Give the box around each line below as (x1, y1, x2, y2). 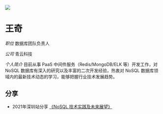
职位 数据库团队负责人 (5, 40, 50, 46)
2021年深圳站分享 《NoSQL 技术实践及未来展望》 (12, 104, 112, 110)
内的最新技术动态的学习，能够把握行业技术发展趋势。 (9, 74, 117, 79)
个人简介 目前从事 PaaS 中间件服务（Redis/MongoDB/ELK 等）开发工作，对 (5, 61, 158, 67)
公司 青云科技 (5, 51, 33, 57)
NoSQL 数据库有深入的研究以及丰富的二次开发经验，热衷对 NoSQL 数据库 (5, 67, 154, 74)
